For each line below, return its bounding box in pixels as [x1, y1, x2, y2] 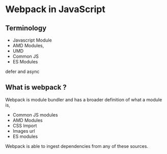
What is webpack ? [5, 83, 67, 92]
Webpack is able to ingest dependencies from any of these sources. [5, 143, 149, 149]
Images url [12, 128, 35, 134]
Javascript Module [12, 37, 52, 43]
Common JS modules [12, 111, 58, 118]
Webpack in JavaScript [5, 4, 105, 15]
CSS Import [12, 123, 37, 129]
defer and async [5, 68, 40, 74]
